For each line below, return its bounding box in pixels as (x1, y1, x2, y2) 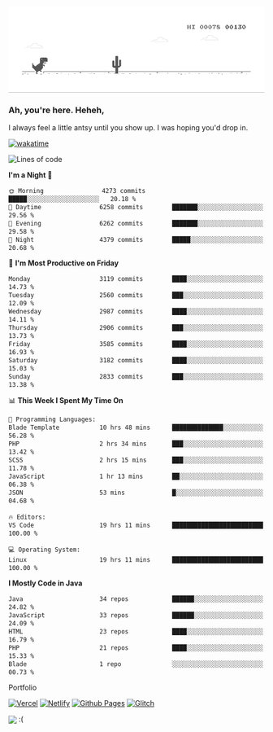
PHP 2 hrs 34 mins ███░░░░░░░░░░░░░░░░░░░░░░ (8, 440, 264, 449)
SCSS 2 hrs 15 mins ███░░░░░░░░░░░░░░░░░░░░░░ (8, 456, 264, 465)
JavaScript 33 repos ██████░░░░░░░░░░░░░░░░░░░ (8, 611, 264, 620)
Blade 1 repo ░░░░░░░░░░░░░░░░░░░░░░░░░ (8, 660, 264, 668)
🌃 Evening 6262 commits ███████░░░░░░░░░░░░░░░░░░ (8, 220, 264, 228)
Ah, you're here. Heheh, (8, 104, 105, 116)
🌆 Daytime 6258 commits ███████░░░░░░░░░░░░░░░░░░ (8, 204, 264, 212)
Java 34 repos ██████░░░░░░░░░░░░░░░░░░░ (8, 595, 264, 603)
